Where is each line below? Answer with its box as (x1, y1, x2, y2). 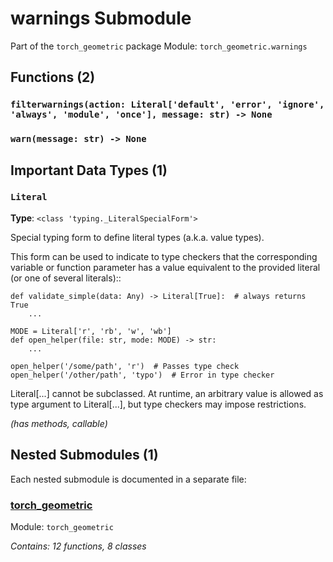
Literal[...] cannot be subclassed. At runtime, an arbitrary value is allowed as (10, 387, 324, 399)
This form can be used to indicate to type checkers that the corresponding (10, 250, 318, 262)
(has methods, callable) (10, 417, 108, 429)
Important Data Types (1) (10, 162, 168, 179)
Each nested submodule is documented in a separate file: (10, 473, 247, 485)
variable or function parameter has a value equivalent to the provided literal (10, 261, 321, 273)
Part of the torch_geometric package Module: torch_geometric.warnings (10, 40, 308, 52)
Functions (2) (10, 69, 96, 86)
